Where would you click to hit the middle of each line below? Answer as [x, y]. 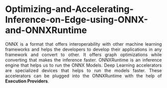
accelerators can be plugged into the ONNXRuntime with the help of [83, 76]
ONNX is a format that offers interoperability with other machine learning [83, 44]
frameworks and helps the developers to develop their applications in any [83, 49]
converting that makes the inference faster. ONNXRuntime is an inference [83, 60]
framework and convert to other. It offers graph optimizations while [83, 54]
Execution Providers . [27, 81]
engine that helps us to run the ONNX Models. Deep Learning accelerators [83, 65]
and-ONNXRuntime [46, 30]
